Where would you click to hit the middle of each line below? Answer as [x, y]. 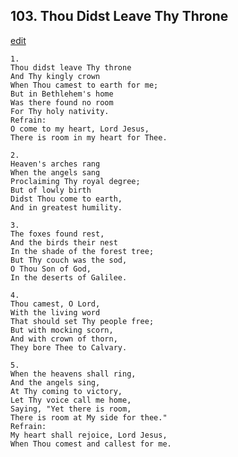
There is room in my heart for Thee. [89, 137]
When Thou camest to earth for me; [84, 85]
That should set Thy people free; [82, 321]
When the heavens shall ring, [73, 374]
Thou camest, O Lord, [55, 304]
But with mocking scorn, [62, 330]
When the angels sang [55, 172]
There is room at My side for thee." [89, 417]
